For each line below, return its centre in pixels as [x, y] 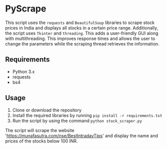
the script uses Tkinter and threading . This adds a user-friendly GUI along [82, 33]
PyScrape [26, 9]
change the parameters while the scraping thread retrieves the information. [82, 43]
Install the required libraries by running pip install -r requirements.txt [87, 115]
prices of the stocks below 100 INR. [42, 141]
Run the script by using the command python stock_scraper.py [77, 120]
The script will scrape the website [40, 130]
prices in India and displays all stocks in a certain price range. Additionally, [82, 27]
